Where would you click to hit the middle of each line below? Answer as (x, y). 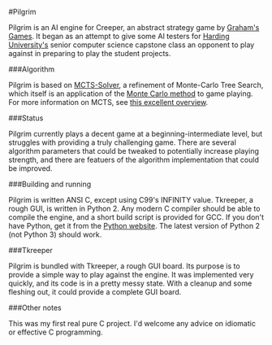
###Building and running (50, 184)
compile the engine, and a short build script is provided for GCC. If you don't (136, 217)
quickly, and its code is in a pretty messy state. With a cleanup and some (130, 283)
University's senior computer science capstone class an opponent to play (132, 45)
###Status (26, 118)
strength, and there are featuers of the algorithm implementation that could (134, 159)
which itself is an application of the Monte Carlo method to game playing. (131, 94)
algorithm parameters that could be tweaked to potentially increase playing (134, 151)
